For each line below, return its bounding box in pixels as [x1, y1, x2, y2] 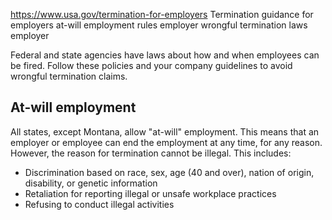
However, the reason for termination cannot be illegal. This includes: [10, 147, 292, 159]
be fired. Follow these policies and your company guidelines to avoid [10, 60, 293, 71]
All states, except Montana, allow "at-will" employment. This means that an [10, 125, 320, 138]
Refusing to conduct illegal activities [24, 198, 175, 210]
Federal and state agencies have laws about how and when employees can [10, 49, 320, 61]
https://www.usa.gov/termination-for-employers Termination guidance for [10, 9, 314, 20]
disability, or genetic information [24, 177, 158, 189]
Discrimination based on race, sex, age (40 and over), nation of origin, [24, 166, 315, 178]
